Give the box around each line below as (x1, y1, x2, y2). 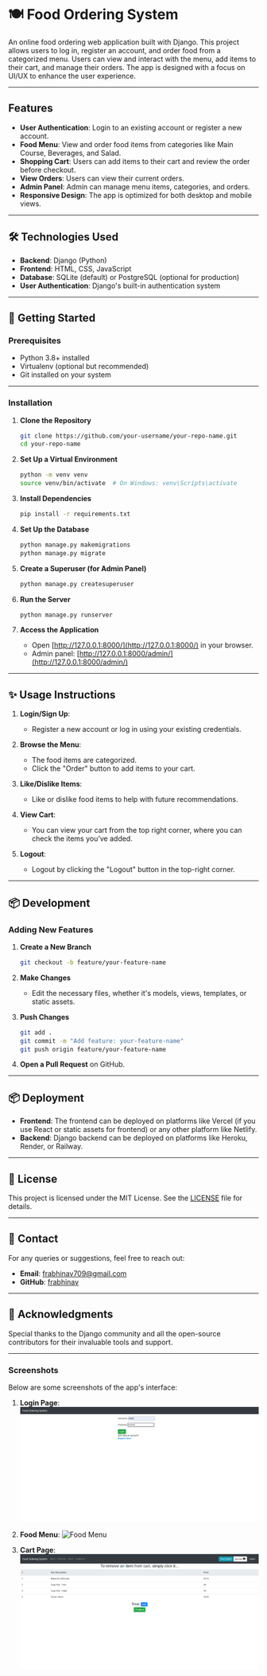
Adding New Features (8, 924, 94, 935)
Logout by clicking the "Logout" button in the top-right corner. (31, 865, 236, 874)
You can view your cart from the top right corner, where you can (31, 826, 242, 835)
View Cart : (19, 810, 56, 819)
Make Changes (19, 973, 72, 982)
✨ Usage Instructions (8, 688, 116, 702)
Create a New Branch (19, 942, 91, 951)
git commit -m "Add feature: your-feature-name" (19, 1036, 184, 1045)
